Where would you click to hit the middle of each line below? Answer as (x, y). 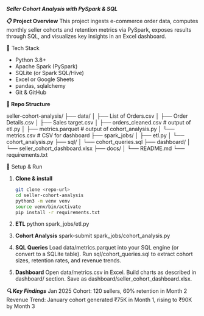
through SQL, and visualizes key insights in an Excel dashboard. (86, 36)
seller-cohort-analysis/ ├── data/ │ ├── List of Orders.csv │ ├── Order (97, 116)
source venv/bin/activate (48, 207)
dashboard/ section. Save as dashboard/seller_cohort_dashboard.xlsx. (104, 279)
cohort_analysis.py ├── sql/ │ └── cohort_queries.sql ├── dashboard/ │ (98, 142)
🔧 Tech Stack (23, 48)
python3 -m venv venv (43, 201)
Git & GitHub (31, 92)
